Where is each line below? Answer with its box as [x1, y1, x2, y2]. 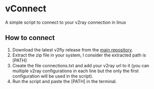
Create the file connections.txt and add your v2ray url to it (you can [12, 62, 150, 68]
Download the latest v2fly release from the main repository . [12, 46, 133, 52]
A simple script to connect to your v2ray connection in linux [5, 19, 126, 25]
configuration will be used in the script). [12, 73, 94, 79]
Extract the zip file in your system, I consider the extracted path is [12, 52, 147, 58]
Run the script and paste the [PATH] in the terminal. [12, 78, 117, 84]
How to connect [5, 34, 55, 42]
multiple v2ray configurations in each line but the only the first [12, 68, 139, 74]
